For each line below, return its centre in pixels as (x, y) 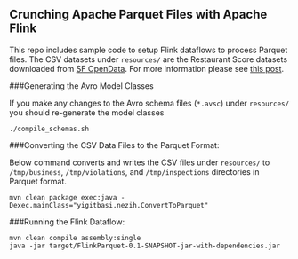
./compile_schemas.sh (49, 129)
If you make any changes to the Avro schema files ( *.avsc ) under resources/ (149, 103)
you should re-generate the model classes (87, 112)
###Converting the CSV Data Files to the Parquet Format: (114, 145)
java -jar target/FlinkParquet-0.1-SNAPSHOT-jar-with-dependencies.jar (145, 246)
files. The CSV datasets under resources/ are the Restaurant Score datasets (148, 59)
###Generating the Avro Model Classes (81, 86)
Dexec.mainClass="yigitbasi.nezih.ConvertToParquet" (109, 205)
